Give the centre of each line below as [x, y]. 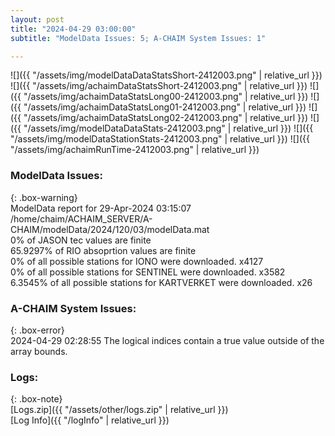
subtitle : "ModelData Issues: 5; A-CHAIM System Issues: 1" [138, 38]
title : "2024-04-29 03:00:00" [73, 29]
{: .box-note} [36, 399]
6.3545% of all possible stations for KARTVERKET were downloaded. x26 [161, 282]
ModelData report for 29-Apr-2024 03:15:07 [101, 208]
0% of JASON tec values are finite [81, 240]
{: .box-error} [37, 330]
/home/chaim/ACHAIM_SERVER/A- [81, 218]
